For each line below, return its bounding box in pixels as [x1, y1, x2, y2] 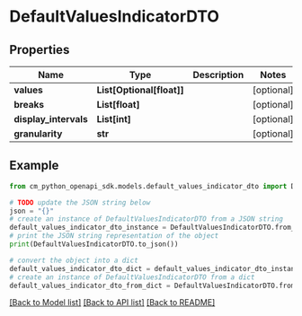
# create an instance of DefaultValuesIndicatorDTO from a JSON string [9, 215, 283, 224]
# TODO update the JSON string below [9, 197, 151, 207]
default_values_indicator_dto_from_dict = [9, 281, 171, 290]
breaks [13, 99, 45, 110]
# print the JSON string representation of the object [9, 232, 219, 241]
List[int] [96, 113, 132, 125]
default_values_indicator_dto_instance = [9, 223, 167, 233]
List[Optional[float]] [96, 83, 184, 96]
